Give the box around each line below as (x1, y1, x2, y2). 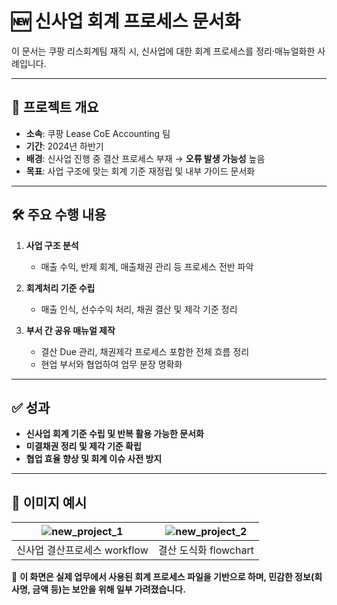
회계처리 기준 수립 (25, 282, 96, 294)
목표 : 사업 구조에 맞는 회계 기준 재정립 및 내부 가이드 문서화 (25, 165, 256, 177)
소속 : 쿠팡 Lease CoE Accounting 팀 (25, 127, 171, 139)
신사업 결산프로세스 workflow (16, 543, 149, 557)
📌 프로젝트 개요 (11, 99, 99, 116)
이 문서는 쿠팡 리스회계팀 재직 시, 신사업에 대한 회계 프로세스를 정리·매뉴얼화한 (11, 45, 316, 57)
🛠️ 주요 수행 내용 (11, 207, 107, 224)
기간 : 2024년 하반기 (25, 140, 104, 152)
